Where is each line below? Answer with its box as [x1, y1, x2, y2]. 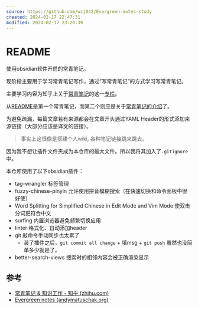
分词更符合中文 [14, 210, 51, 217]
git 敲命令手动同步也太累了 [14, 232, 80, 239]
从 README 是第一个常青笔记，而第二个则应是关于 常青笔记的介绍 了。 [6, 103, 173, 110]
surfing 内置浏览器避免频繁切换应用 [14, 217, 102, 224]
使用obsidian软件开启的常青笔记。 [6, 65, 89, 73]
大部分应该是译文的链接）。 [26, 123, 92, 130]
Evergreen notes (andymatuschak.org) [14, 296, 109, 304]
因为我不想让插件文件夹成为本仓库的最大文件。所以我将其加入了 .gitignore [6, 148, 188, 155]
